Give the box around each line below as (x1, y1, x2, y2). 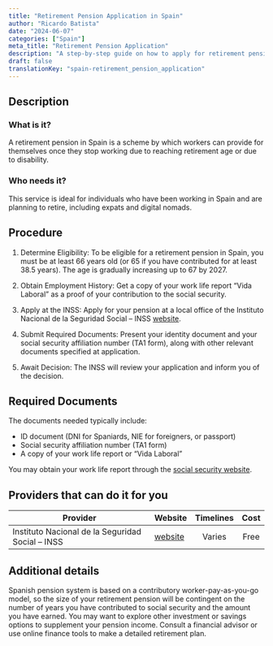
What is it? (8, 119, 51, 131)
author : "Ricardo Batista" (8, 20, 100, 28)
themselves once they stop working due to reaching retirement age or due (8, 146, 258, 156)
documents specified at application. (19, 346, 141, 356)
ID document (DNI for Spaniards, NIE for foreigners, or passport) (19, 431, 236, 441)
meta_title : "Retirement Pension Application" (8, 42, 169, 50)
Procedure (8, 226, 63, 240)
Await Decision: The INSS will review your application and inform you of (19, 362, 260, 372)
